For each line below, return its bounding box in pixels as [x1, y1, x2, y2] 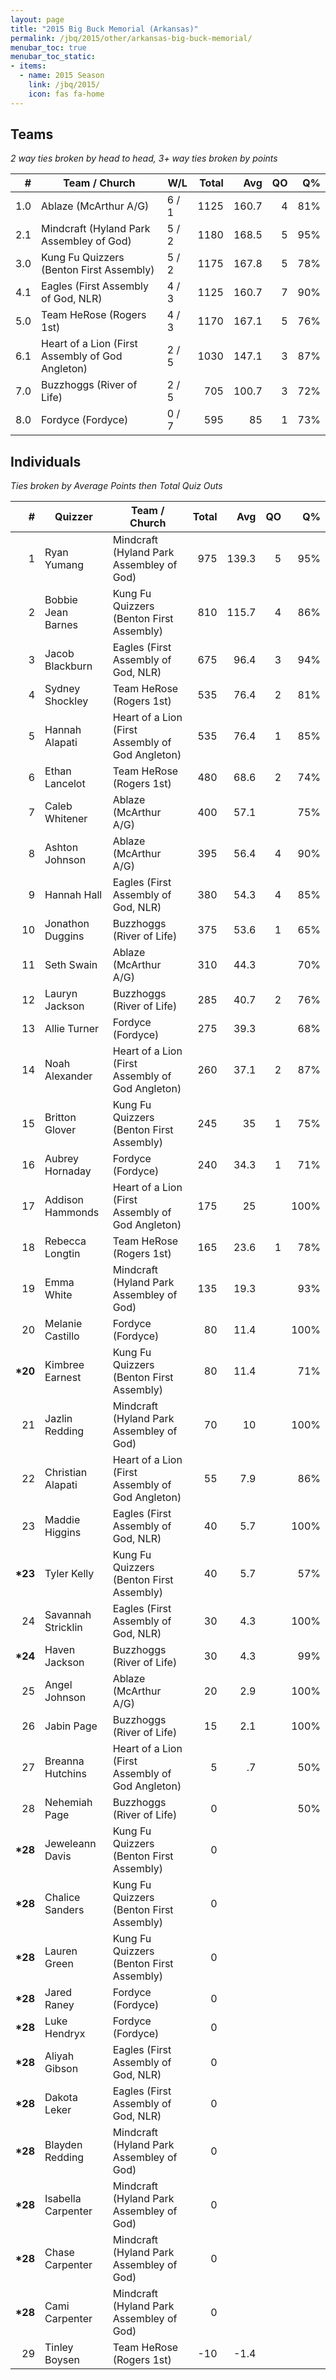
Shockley [44, 694, 89, 708]
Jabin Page [44, 1719, 98, 1733]
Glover [44, 1123, 77, 1137]
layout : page [10, 14, 65, 25]
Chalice [44, 1891, 81, 1905]
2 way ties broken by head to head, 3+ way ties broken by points [10, 152, 278, 165]
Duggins [44, 929, 85, 943]
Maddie [44, 1513, 81, 1527]
